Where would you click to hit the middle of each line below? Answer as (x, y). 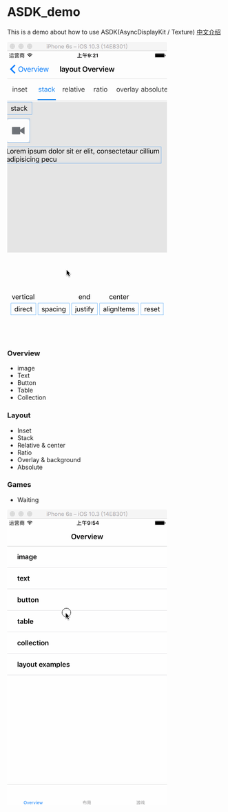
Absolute (30, 467)
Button (27, 383)
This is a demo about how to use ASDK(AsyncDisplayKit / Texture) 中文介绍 (114, 32)
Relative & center (41, 445)
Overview (24, 353)
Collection (31, 397)
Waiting (28, 499)
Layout (19, 415)
